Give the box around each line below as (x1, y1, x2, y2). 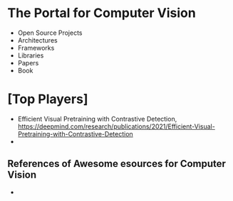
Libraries (17, 51, 44, 60)
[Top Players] (7, 91, 88, 107)
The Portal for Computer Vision (7, 5, 196, 21)
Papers (17, 58, 39, 67)
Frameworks (17, 43, 55, 52)
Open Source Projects (17, 28, 83, 37)
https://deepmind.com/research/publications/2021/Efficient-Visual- (17, 122, 215, 131)
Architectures (17, 36, 58, 44)
